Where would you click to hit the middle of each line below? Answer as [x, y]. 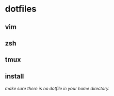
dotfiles [21, 9]
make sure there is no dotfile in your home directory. [57, 89]
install [15, 76]
